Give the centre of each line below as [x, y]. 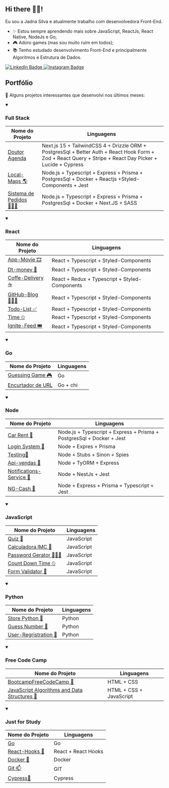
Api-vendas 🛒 [24, 463]
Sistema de [21, 193]
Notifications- [24, 471]
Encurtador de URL [30, 385]
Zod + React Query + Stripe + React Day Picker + [100, 158]
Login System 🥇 [26, 446]
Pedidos [17, 199]
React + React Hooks [78, 751]
